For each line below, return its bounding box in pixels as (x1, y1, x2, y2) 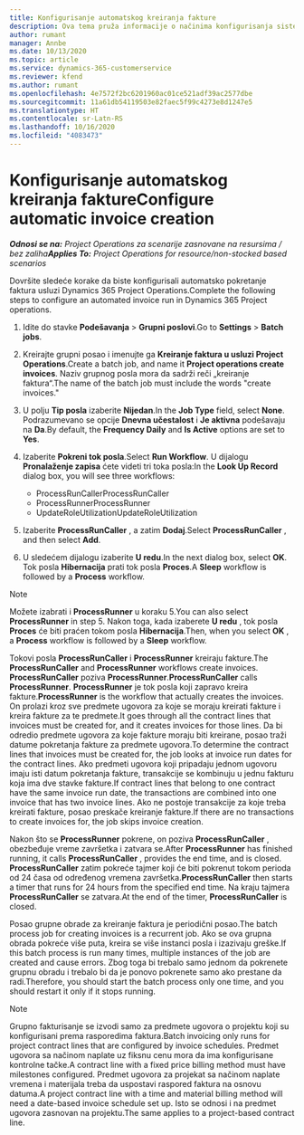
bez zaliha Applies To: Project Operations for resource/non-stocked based (9, 248, 288, 259)
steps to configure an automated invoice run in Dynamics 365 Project (9, 294, 268, 305)
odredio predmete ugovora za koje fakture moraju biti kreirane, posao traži (9, 730, 287, 740)
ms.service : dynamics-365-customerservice (9, 64, 172, 73)
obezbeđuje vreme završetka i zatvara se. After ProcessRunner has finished (9, 843, 293, 854)
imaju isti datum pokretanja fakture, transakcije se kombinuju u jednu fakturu (9, 768, 294, 778)
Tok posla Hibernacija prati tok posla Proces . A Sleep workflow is (22, 561, 267, 572)
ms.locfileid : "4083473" (9, 131, 103, 140)
